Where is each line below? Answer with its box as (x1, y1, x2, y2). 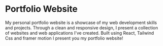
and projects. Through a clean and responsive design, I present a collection (5, 24, 159, 30)
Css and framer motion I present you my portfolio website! (5, 35, 123, 41)
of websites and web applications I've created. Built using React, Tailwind (5, 30, 154, 36)
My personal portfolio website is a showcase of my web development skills (5, 20, 157, 25)
